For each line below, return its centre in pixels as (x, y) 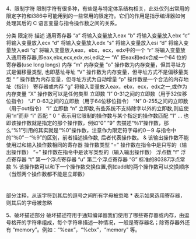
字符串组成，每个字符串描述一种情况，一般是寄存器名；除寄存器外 (105, 223)
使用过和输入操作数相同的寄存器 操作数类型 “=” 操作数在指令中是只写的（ (94, 145)
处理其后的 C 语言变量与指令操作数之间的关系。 (63, 23)
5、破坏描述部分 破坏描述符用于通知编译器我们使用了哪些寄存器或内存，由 (95, 215)
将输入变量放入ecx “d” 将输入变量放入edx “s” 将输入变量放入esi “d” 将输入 (95, 43)
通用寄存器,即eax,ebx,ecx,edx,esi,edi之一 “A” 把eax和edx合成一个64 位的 (99, 57)
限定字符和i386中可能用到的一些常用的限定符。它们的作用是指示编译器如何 (96, 16)
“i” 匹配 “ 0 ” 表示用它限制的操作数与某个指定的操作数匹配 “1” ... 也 (109, 116)
